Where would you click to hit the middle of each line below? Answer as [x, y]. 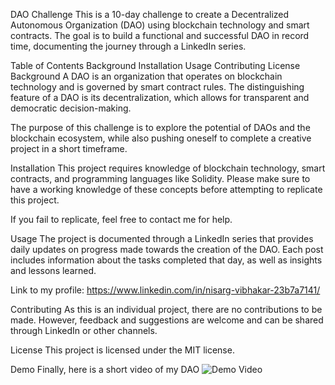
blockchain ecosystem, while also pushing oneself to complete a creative [161, 138]
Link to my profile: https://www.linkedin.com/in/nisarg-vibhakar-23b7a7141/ [165, 290]
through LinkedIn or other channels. [84, 330]
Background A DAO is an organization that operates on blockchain [146, 76]
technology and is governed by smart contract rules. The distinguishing [157, 87]
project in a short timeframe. [69, 148]
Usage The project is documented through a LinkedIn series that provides [162, 238]
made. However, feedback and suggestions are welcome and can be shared [167, 320]
